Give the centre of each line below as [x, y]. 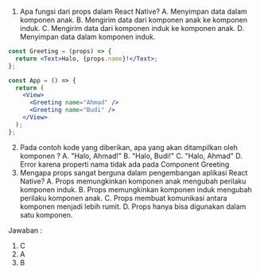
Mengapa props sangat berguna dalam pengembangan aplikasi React [134, 172]
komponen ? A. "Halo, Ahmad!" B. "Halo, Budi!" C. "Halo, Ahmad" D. [131, 156]
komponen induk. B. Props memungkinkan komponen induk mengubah [136, 189]
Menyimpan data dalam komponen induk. [87, 37]
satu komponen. [46, 214]
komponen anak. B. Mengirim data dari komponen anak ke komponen [134, 20]
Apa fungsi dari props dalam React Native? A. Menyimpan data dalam [134, 12]
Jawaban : [25, 230]
